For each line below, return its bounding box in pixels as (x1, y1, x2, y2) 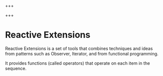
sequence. (5, 65, 27, 71)
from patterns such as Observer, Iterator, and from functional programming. (5, 51, 159, 56)
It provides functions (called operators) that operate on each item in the (5, 60, 150, 66)
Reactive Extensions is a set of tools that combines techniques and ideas (5, 45, 153, 51)
